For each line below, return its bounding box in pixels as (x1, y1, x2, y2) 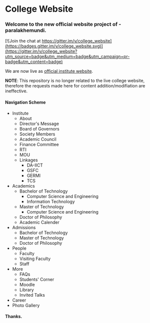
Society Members (19, 131, 55, 137)
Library (19, 287, 34, 293)
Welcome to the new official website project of (5, 21, 118, 28)
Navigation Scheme (5, 99, 46, 106)
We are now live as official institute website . (5, 68, 93, 74)
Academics (12, 183, 35, 189)
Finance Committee (19, 141, 59, 147)
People (12, 245, 27, 251)
